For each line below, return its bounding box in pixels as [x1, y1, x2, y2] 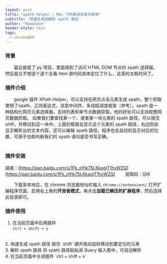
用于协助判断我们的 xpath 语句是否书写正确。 [18, 133, 111, 139]
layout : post [5, 7, 32, 12]
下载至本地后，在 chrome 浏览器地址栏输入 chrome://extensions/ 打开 [14, 182, 158, 188]
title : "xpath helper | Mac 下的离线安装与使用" [5, 12, 101, 17]
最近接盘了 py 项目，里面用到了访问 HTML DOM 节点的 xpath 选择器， [14, 65, 158, 70]
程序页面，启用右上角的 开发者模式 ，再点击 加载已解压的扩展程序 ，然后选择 [9, 188, 162, 194]
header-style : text [5, 26, 46, 31]
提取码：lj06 [125, 171, 151, 177]
